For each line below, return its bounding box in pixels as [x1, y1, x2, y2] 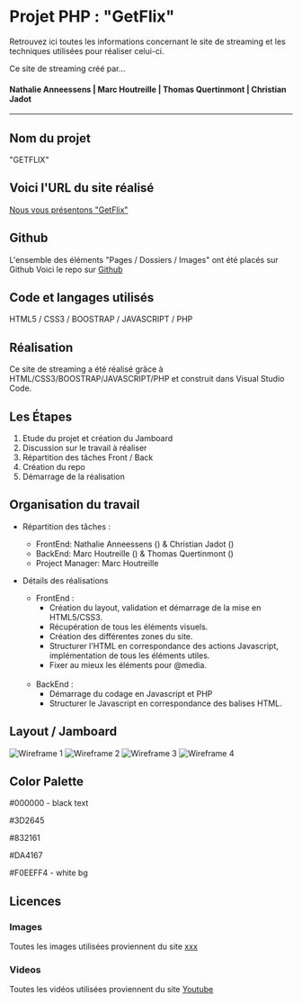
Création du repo [22, 462, 85, 473]
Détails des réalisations [22, 574, 109, 586]
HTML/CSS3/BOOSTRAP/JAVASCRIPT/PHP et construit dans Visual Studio [9, 374, 285, 384]
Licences [9, 893, 62, 908]
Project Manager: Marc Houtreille [35, 557, 159, 568]
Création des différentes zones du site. [49, 630, 193, 641]
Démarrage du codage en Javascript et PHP [49, 688, 213, 699]
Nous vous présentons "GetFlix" [9, 204, 129, 215]
